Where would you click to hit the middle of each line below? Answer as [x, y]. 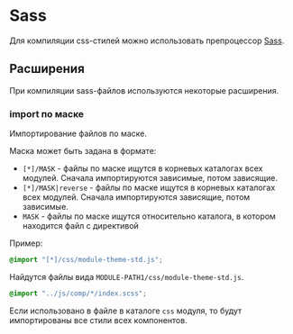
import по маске [46, 113]
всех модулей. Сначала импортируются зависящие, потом [136, 197]
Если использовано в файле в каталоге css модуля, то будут [126, 311]
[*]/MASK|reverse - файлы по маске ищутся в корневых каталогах [149, 188]
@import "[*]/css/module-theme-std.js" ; [87, 260]
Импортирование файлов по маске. [78, 134]
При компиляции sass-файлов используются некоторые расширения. [144, 90]
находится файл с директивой [81, 226]
